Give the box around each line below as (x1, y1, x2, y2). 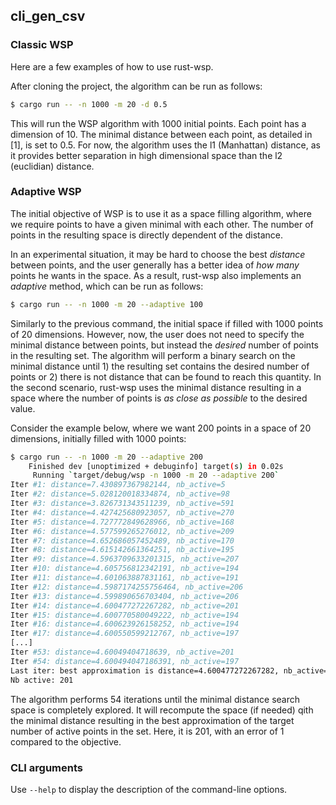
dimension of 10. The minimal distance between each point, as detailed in (10, 128, 313, 140)
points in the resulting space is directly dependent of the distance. (10, 229, 284, 241)
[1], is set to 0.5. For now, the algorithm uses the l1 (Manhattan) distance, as (10, 139, 321, 151)
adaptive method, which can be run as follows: (10, 280, 204, 292)
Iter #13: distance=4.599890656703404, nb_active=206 (10, 591, 240, 601)
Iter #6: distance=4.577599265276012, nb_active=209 (10, 526, 235, 536)
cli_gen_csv (10, 8, 86, 25)
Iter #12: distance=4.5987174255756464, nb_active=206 (10, 582, 244, 592)
